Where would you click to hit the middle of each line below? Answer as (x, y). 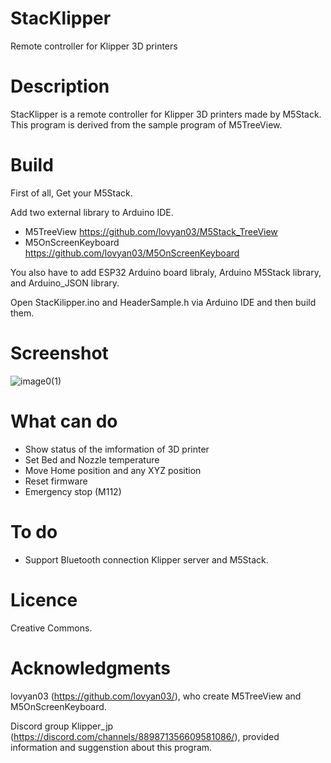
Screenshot (59, 353)
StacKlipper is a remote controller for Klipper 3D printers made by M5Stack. (166, 114)
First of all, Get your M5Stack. (71, 193)
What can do (64, 421)
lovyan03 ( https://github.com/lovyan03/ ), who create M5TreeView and (156, 696)
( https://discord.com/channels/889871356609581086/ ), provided (145, 736)
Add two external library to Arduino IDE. (92, 212)
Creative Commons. (51, 628)
